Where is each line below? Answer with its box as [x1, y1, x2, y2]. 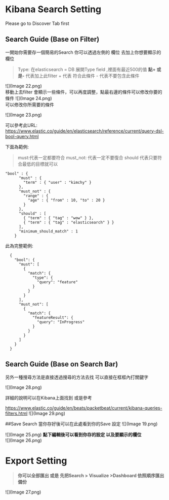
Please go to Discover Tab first [5, 20, 69, 26]
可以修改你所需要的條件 [5, 102, 54, 108]
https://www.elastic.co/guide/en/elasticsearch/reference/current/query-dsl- [5, 128, 164, 134]
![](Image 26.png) [5, 437, 42, 443]
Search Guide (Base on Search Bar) [5, 360, 118, 369]
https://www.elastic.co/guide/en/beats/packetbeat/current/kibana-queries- [5, 405, 163, 411]
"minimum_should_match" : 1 [18, 228, 78, 234]
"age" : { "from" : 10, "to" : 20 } [27, 197, 105, 203]
